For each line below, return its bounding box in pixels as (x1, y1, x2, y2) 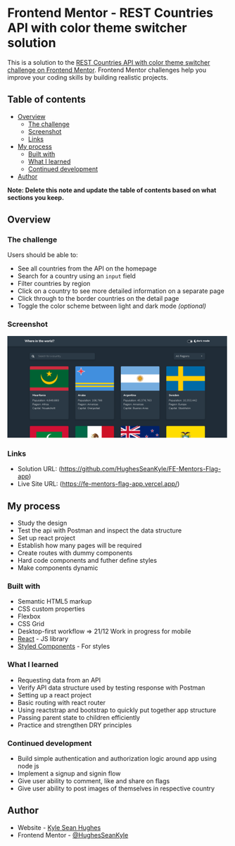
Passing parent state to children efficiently (17, 713, 141, 721)
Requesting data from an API (17, 676, 101, 684)
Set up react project (17, 534, 76, 542)
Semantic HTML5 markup (17, 597, 92, 606)
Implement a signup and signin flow (17, 769, 121, 778)
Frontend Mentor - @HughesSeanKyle (17, 831, 129, 839)
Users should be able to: (7, 251, 79, 259)
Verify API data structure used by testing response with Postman (17, 683, 205, 692)
